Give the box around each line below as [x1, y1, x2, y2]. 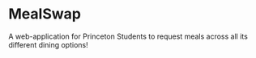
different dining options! [8, 39, 88, 49]
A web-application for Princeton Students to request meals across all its [8, 31, 249, 41]
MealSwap [8, 5, 81, 23]
